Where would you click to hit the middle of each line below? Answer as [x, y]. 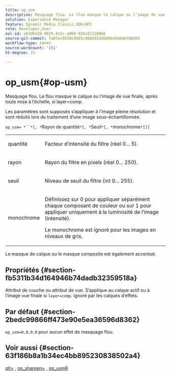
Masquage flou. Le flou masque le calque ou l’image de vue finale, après [81, 96]
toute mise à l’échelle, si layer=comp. [44, 102]
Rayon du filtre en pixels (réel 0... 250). [91, 163]
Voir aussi [21, 348]
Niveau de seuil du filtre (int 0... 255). [89, 181]
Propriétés [22, 270]
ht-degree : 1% [20, 52]
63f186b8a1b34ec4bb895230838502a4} [73, 356]
